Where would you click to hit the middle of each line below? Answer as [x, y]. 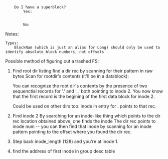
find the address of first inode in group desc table [64, 151]
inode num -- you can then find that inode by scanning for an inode [82, 126]
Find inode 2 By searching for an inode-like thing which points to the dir [87, 116]
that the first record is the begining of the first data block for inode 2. [83, 96]
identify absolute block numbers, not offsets [55, 52]
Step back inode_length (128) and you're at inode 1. [65, 141]
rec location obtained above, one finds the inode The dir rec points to [84, 121]
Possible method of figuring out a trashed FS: [52, 61]
